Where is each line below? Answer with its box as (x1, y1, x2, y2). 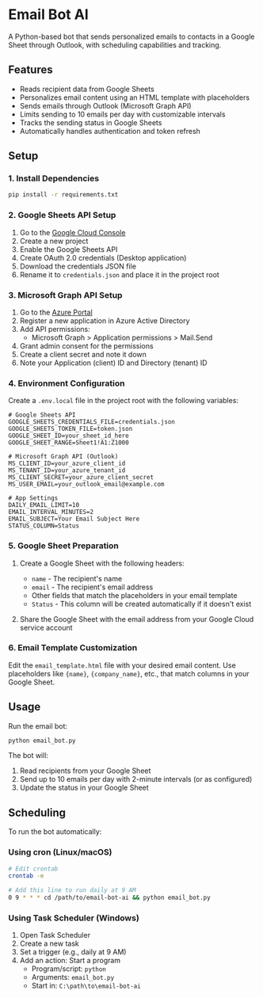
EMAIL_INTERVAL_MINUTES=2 (8, 509, 93, 516)
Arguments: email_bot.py (31, 973, 115, 982)
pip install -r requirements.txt (8, 191, 119, 199)
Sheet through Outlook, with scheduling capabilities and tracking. (8, 40, 222, 49)
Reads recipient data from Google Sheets (19, 84, 154, 93)
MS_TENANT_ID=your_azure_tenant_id (8, 467, 126, 474)
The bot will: (8, 751, 49, 760)
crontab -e (8, 872, 44, 880)
